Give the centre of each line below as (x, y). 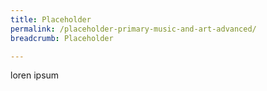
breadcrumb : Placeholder (62, 38)
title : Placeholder (51, 19)
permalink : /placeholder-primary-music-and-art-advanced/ (133, 29)
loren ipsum (35, 75)
